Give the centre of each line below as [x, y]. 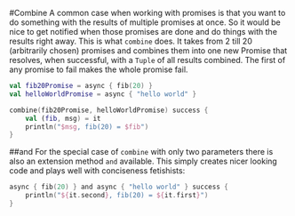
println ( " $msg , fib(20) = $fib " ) [87, 127]
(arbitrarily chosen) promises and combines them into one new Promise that [148, 51]
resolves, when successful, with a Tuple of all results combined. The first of [147, 60]
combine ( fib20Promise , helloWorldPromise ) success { [109, 110]
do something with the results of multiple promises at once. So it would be [145, 22]
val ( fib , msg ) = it [63, 118]
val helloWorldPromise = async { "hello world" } [103, 94]
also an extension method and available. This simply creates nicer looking [143, 161]
